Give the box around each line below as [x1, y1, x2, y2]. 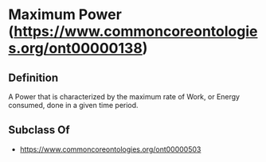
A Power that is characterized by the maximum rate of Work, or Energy [8, 92, 241, 101]
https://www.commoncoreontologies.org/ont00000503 [19, 145, 201, 154]
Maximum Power [8, 6, 122, 24]
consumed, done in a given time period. [8, 101, 139, 110]
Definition [8, 71, 58, 84]
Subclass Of [8, 123, 70, 137]
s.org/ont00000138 [8, 40, 143, 57]
